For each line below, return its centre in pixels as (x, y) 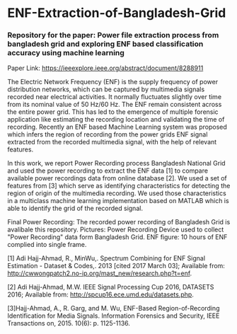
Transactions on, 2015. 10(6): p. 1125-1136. (69, 323)
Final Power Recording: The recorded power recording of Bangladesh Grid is (119, 222)
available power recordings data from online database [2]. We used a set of (117, 178)
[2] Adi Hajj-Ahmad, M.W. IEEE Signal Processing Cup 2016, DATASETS (111, 287)
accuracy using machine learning (66, 53)
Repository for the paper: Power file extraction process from (113, 35)
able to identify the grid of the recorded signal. (75, 208)
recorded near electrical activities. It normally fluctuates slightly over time (114, 97)
